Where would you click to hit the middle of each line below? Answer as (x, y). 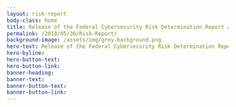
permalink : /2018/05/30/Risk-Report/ (62, 33)
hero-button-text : (33, 60)
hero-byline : (26, 53)
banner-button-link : (37, 92)
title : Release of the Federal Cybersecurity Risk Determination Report (116, 27)
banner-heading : (30, 73)
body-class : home (32, 20)
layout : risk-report (37, 14)
